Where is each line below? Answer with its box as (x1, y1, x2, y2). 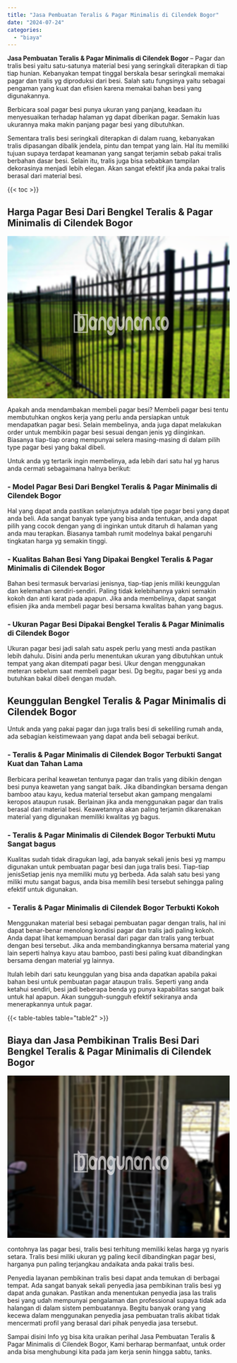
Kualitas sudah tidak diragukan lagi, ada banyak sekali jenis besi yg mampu (7, 854, 226, 863)
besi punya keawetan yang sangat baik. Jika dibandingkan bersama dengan (7, 782, 228, 791)
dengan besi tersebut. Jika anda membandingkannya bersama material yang (7, 941, 230, 950)
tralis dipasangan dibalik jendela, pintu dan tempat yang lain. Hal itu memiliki (7, 141, 229, 150)
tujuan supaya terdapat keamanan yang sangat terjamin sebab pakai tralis (7, 149, 222, 158)
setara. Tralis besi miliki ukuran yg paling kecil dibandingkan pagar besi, (7, 1252, 217, 1260)
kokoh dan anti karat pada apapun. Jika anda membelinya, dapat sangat (7, 594, 217, 603)
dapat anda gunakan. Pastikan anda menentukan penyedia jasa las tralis (7, 1288, 217, 1297)
